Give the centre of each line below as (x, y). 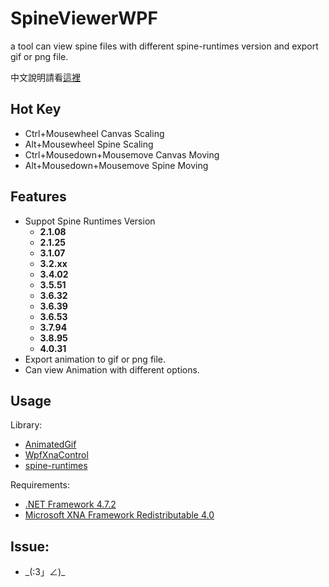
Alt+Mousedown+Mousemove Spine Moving (116, 165)
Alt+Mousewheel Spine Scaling (89, 144)
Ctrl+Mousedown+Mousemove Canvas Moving (122, 154)
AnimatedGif (50, 444)
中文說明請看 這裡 (45, 77)
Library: (26, 425)
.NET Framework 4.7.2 (70, 504)
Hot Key (36, 109)
